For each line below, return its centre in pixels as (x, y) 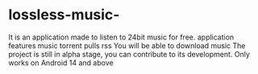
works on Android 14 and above (61, 63)
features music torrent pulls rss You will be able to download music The (127, 45)
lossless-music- (64, 15)
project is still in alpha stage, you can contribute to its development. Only (129, 54)
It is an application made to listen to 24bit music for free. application (121, 37)
